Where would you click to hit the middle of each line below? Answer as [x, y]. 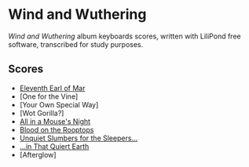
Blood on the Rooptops [57, 129]
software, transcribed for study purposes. [76, 44]
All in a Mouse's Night [55, 121]
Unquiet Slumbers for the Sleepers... [79, 138]
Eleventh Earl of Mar [52, 88]
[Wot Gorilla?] [42, 113]
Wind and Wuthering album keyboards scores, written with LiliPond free [124, 36]
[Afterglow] [38, 154]
